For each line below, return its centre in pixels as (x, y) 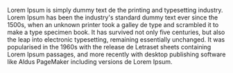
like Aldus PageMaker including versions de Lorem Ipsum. (90, 62)
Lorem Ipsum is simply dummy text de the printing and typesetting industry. (115, 10)
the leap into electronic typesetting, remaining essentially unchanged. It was (116, 40)
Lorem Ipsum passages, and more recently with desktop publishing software (116, 54)
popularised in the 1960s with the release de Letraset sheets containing (109, 47)
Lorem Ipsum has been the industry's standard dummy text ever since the (113, 17)
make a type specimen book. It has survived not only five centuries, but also (116, 32)
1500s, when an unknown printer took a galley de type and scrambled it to (113, 25)
